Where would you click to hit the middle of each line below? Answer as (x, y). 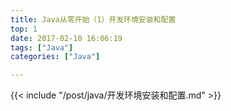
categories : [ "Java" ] (55, 57)
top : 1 (24, 29)
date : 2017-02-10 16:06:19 (66, 38)
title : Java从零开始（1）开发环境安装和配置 (93, 19)
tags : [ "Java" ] (42, 47)
